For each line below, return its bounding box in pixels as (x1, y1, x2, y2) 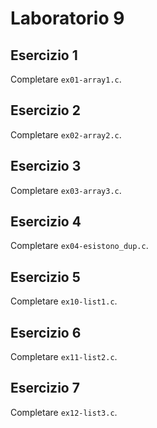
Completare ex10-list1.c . (10, 295, 118, 307)
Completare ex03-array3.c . (10, 184, 122, 196)
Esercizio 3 (10, 158, 82, 175)
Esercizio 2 (10, 102, 81, 119)
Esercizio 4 (10, 213, 82, 231)
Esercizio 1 (10, 47, 78, 64)
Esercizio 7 (10, 380, 80, 397)
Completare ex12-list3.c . (10, 406, 118, 418)
